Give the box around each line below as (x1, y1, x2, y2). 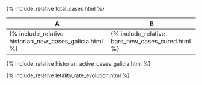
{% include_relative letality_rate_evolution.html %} (6, 72, 130, 79)
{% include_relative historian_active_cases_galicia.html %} (6, 60, 151, 67)
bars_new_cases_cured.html (111, 37, 191, 45)
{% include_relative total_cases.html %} (6, 5, 105, 12)
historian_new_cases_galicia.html (9, 37, 103, 45)
